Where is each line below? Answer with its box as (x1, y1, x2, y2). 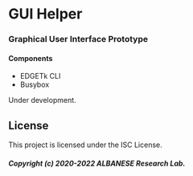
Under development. (8, 96, 76, 105)
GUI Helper (8, 5, 83, 23)
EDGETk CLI (19, 72, 61, 81)
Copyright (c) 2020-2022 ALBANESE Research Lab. (8, 158, 186, 168)
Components (8, 53, 53, 63)
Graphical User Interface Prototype (8, 34, 149, 45)
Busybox (19, 80, 50, 89)
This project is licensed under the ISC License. (8, 140, 162, 149)
